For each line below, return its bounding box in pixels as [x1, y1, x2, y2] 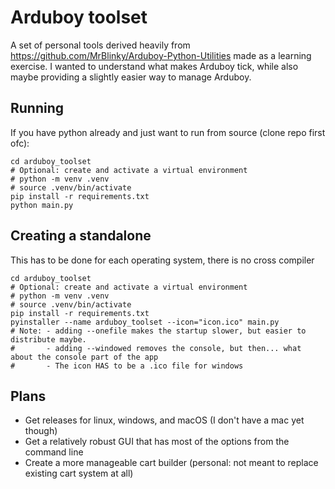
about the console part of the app [10, 352, 159, 362]
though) [24, 425, 58, 437]
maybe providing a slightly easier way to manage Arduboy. [10, 71, 252, 83]
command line [24, 446, 84, 458]
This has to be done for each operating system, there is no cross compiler [10, 254, 315, 266]
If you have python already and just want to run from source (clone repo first [10, 126, 326, 138]
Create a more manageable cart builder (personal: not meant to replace [24, 457, 319, 469]
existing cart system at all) [24, 467, 134, 480]
